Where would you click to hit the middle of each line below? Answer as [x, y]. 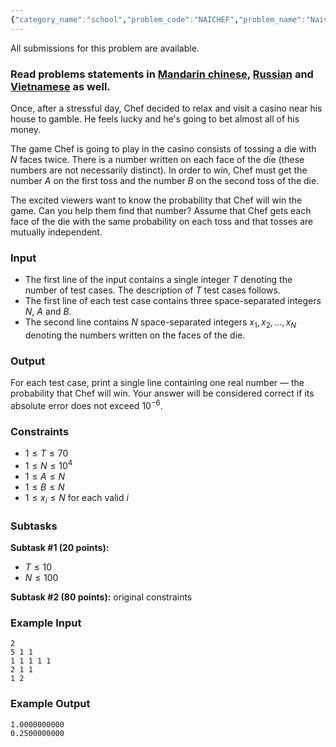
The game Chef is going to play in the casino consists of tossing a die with [163, 148]
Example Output [50, 704]
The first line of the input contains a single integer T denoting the [158, 280]
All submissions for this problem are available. [105, 48]
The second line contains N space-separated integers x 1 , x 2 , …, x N [160, 323]
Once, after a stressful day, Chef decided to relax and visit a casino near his [166, 108]
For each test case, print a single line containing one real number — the [157, 383]
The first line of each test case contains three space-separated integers [173, 301]
